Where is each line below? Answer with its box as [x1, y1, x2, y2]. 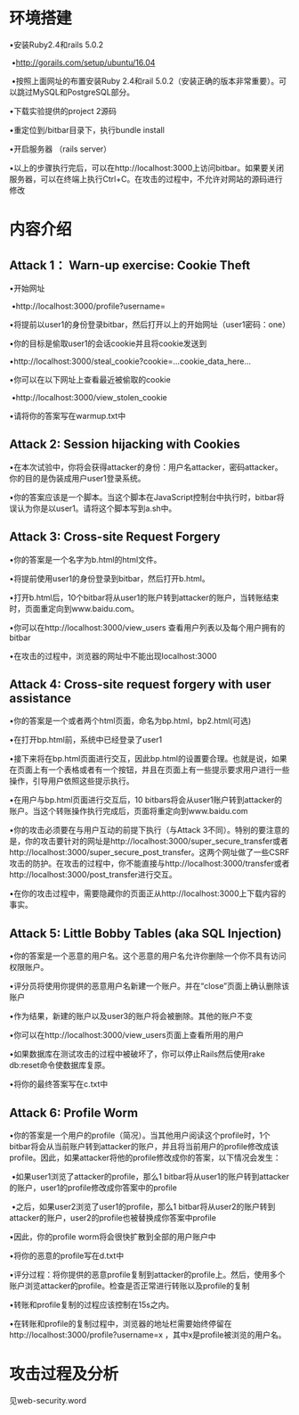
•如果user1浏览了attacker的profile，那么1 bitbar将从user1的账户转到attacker [11, 1172, 290, 1181]
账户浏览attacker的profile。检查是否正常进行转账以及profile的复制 [9, 1280, 251, 1291]
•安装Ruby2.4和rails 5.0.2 [9, 39, 104, 50]
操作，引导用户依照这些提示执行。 [9, 776, 134, 786]
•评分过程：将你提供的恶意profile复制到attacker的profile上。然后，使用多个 [9, 1270, 286, 1279]
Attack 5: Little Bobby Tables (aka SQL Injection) [9, 926, 282, 941]
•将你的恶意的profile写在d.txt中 [9, 1250, 125, 1261]
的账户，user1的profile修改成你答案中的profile [9, 1182, 178, 1193]
